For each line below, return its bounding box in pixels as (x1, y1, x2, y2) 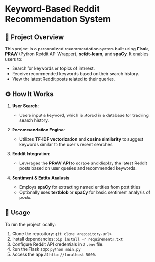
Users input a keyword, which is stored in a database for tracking (19, 112, 149, 118)
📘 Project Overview (5, 33, 64, 41)
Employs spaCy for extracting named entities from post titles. (19, 184, 142, 190)
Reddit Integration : (12, 150, 51, 156)
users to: (5, 56, 23, 62)
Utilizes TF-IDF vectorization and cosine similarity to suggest (19, 136, 144, 142)
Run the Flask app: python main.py (12, 246, 81, 252)
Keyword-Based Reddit (5, 3, 100, 15)
